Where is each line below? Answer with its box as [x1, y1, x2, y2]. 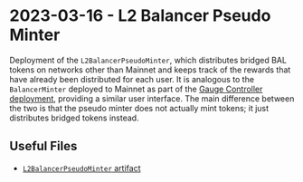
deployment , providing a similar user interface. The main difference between [9, 92, 295, 104]
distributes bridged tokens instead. [9, 112, 139, 123]
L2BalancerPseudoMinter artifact [22, 162, 141, 173]
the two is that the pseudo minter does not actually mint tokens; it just [9, 102, 270, 113]
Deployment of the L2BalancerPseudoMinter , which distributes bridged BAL [9, 54, 288, 65]
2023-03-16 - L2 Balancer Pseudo [9, 5, 271, 26]
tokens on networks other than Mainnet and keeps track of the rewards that [9, 64, 291, 75]
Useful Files [9, 139, 78, 154]
